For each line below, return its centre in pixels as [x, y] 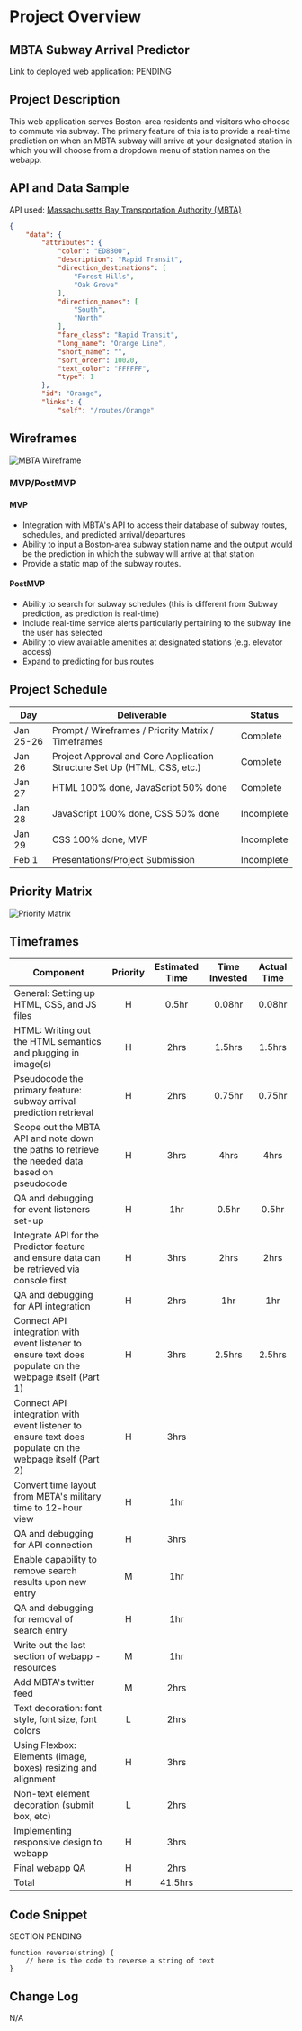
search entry [40, 1630]
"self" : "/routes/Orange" [106, 410]
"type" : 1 [75, 377]
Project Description [65, 100]
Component [59, 973]
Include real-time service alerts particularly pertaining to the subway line [157, 622]
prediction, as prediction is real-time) [91, 613]
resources [35, 1668]
